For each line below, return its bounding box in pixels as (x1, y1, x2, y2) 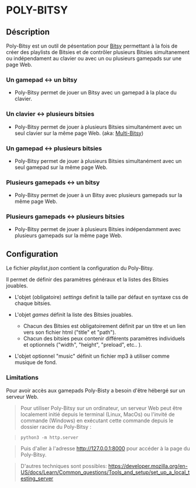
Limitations (6, 374, 39, 382)
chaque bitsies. (14, 300, 51, 307)
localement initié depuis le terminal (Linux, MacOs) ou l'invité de (20, 411, 175, 418)
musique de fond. (14, 359, 57, 366)
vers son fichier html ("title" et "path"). (23, 329, 116, 336)
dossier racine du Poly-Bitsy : (20, 423, 92, 430)
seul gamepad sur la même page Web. (14, 164, 108, 171)
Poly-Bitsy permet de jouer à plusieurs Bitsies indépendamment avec (14, 226, 181, 233)
